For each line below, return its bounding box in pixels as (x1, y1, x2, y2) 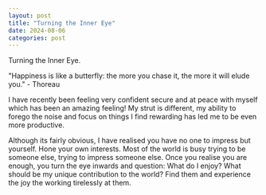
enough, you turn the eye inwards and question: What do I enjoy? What (8, 161, 241, 171)
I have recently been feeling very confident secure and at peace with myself (8, 95, 258, 104)
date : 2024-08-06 (8, 26, 66, 34)
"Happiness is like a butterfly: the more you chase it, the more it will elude (8, 71, 250, 80)
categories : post (8, 33, 66, 42)
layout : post (8, 11, 52, 20)
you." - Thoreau (8, 80, 61, 89)
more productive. (8, 120, 65, 130)
